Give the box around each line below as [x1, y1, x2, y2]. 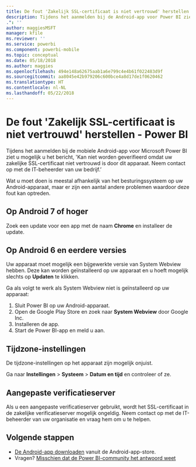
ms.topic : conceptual [6, 52, 59, 58]
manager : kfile [6, 30, 43, 36]
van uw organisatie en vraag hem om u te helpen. [32, 416, 152, 423]
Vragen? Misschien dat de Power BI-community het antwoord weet [14, 454, 176, 461]
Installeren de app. [14, 321, 60, 328]
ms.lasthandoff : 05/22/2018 [6, 90, 75, 96]
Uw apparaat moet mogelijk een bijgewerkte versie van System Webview [6, 261, 181, 268]
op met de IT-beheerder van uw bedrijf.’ [6, 166, 102, 173]
